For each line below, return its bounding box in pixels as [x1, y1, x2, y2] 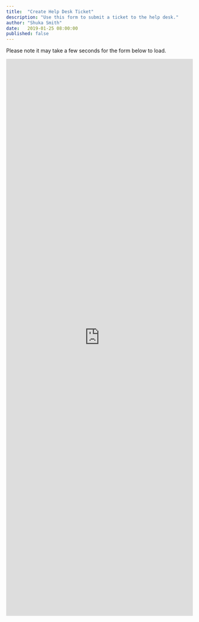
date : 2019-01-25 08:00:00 [6, 25, 78, 31]
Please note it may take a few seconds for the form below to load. [6, 47, 166, 54]
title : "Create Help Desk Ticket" [6, 8, 94, 15]
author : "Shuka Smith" [6, 20, 62, 26]
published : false [6, 31, 49, 37]
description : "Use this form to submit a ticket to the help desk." [6, 14, 179, 20]
